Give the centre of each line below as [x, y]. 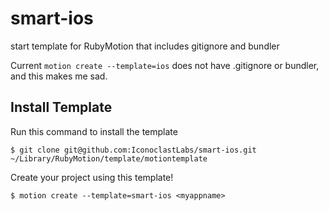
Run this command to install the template [94, 131]
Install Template [61, 107]
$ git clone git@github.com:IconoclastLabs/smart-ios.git [133, 150]
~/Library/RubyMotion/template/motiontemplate [109, 158]
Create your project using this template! [92, 177]
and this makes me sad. [59, 76]
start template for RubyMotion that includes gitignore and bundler [145, 46]
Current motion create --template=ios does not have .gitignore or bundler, [165, 65]
